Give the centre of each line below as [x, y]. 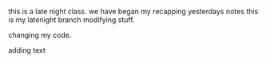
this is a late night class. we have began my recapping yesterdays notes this [133, 11]
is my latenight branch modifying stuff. [71, 20]
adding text [27, 50]
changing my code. [40, 35]
